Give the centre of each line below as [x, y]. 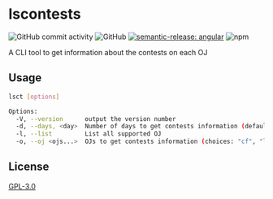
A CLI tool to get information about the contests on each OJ [108, 52]
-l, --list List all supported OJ [89, 134]
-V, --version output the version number [96, 119]
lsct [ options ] [34, 97]
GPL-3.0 [22, 186]
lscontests [45, 14]
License [29, 167]
